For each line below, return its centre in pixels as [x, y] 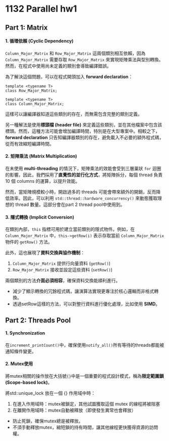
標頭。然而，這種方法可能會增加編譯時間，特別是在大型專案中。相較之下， [82, 131]
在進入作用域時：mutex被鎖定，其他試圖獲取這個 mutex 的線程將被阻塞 [86, 404]
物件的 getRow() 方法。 [29, 242]
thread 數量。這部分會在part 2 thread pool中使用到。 [70, 204]
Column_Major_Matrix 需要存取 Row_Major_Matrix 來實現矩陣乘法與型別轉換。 [84, 59]
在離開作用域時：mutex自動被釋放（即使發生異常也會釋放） [74, 410]
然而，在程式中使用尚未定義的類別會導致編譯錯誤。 [58, 66]
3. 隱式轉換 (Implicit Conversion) [40, 217]
